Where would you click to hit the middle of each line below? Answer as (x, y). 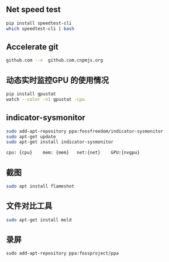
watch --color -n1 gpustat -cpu (45, 99)
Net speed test (33, 10)
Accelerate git (32, 47)
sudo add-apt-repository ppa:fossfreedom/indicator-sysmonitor (85, 131)
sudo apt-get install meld (39, 220)
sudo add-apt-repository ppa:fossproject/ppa (62, 254)
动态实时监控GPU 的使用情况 (58, 80)
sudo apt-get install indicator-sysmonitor (60, 142)
